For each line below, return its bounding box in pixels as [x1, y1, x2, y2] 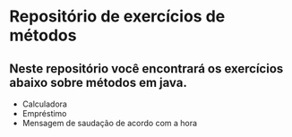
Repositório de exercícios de [9, 6, 226, 27]
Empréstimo [21, 108, 67, 118]
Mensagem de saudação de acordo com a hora [21, 118, 198, 128]
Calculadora [21, 98, 67, 109]
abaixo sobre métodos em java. [9, 74, 188, 90]
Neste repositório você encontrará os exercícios [9, 61, 284, 76]
